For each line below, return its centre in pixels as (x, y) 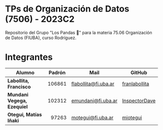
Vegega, (17, 101)
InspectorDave (139, 101)
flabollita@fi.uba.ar (93, 84)
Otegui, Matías (25, 115)
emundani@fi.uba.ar (94, 101)
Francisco (19, 87)
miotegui (132, 117)
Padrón (57, 72)
